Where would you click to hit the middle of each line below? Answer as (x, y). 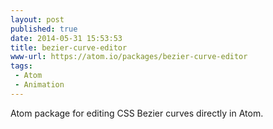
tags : (21, 66)
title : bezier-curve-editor (69, 47)
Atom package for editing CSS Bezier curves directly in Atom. (137, 113)
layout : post (37, 19)
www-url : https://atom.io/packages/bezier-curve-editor (129, 57)
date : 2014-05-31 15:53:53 (66, 38)
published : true (44, 29)
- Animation (39, 85)
